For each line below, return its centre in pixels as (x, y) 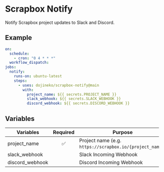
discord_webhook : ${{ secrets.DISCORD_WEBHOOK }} (78, 103)
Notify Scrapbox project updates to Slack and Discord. (60, 22)
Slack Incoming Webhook (108, 154)
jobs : (10, 67)
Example (19, 38)
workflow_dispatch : (29, 63)
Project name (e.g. (100, 140)
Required (64, 132)
